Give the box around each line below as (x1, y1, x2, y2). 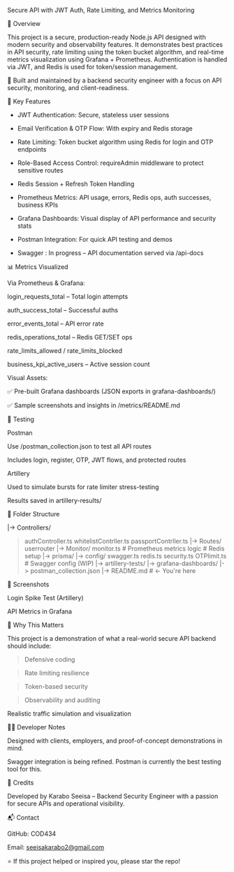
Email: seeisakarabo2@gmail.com (7, 843, 105, 851)
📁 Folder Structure (7, 510, 60, 518)
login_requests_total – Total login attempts (7, 293, 129, 300)
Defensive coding (24, 655, 75, 663)
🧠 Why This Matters (7, 621, 64, 629)
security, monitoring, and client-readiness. (7, 84, 129, 92)
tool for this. (7, 765, 42, 773)
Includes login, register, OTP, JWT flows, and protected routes (7, 456, 187, 464)
